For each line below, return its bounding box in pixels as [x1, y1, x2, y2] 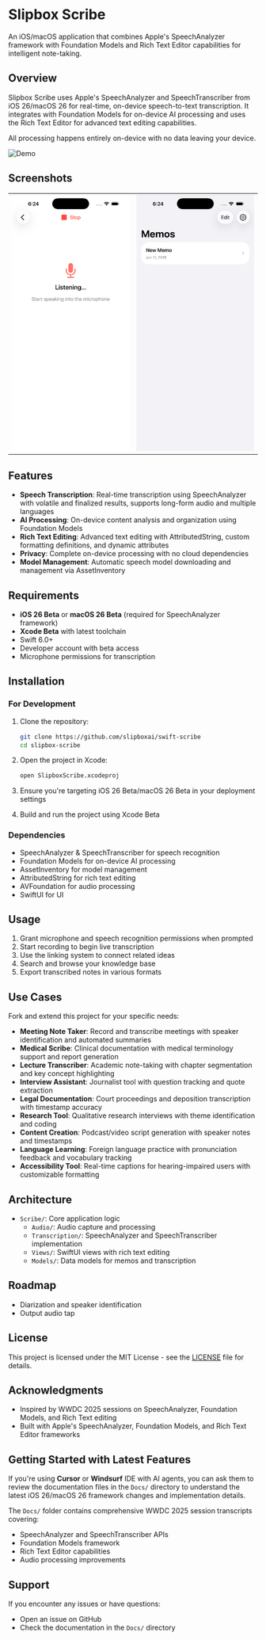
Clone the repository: [19, 716, 89, 726]
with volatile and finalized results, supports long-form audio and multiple [19, 498, 256, 508]
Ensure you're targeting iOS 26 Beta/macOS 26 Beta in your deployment [19, 786, 256, 795]
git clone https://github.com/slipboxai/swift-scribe [19, 733, 201, 741]
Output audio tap [19, 1308, 75, 1318]
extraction [19, 1085, 53, 1095]
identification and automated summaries [19, 1035, 152, 1045]
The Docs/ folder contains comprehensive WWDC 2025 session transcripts [8, 1506, 253, 1516]
